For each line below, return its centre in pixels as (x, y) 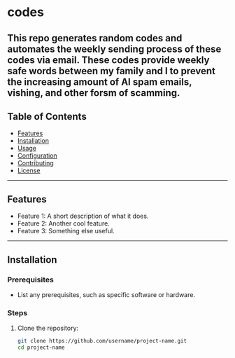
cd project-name (41, 347)
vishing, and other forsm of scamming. (94, 93)
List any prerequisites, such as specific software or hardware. (106, 294)
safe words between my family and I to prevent (111, 71)
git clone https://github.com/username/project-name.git (102, 341)
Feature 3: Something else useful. (66, 231)
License (29, 171)
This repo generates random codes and (95, 38)
